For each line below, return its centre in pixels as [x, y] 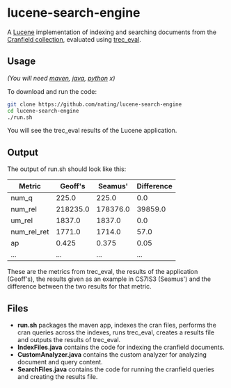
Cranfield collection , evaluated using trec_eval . [74, 39]
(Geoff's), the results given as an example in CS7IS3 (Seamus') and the [109, 279]
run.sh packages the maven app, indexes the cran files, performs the [117, 325]
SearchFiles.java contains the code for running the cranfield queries [115, 369]
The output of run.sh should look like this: [67, 169]
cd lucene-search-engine [43, 111]
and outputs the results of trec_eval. [69, 340]
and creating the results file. [57, 377]
